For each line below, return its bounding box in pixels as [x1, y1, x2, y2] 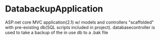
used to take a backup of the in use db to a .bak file [5, 29, 108, 35]
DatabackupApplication [5, 3, 103, 14]
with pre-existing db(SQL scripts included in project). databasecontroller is [5, 24, 155, 30]
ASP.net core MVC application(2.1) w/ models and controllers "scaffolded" [5, 19, 154, 25]
